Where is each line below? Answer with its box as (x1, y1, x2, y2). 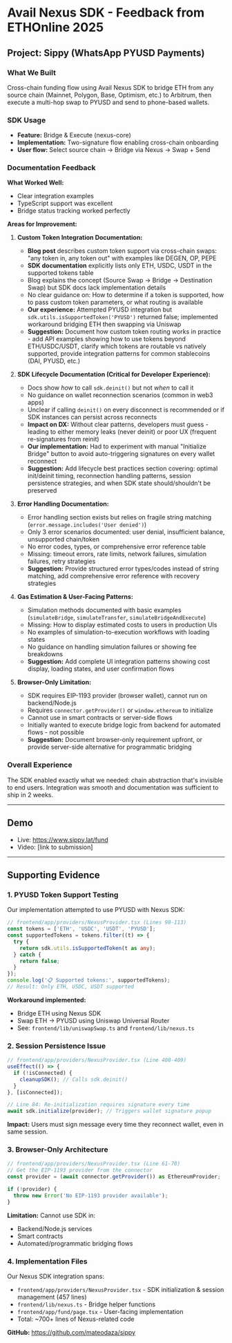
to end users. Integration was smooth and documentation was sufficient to (7, 783, 219, 792)
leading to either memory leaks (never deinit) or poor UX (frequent (27, 428, 217, 436)
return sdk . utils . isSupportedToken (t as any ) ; (19, 944, 156, 951)
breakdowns (27, 650, 64, 658)
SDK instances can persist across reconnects (27, 413, 157, 421)
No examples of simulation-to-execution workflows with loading (27, 628, 210, 636)
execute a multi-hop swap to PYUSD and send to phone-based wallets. (7, 98, 210, 106)
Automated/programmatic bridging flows (17, 1239, 133, 1248)
